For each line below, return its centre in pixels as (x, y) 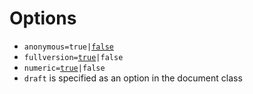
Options (43, 18)
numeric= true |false (64, 68)
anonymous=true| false (68, 47)
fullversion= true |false (73, 57)
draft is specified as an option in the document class (133, 78)
